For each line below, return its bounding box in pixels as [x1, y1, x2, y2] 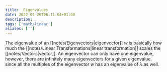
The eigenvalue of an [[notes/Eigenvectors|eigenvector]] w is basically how [5, 40, 162, 46]
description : [5, 17, 33, 22]
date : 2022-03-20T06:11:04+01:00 [5, 12, 75, 17]
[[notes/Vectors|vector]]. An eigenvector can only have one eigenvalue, [5, 51, 154, 57]
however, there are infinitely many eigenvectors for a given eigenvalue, [5, 56, 152, 62]
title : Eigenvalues [5, 7, 49, 13]
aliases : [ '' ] [5, 26, 35, 31]
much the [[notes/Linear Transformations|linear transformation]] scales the [5, 45, 161, 51]
